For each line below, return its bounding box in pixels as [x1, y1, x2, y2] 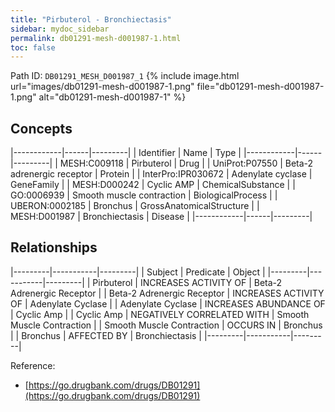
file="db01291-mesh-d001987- [196, 81, 325, 93]
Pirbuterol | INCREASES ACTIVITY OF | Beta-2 [92, 276, 283, 288]
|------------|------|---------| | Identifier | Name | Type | [10, 147, 242, 159]
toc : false [10, 42, 56, 53]
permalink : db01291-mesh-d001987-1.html [10, 33, 182, 43]
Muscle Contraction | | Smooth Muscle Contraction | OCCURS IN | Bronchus [10, 319, 323, 331]
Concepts [10, 120, 73, 137]
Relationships [10, 239, 98, 256]
